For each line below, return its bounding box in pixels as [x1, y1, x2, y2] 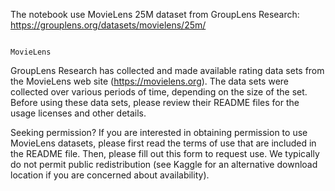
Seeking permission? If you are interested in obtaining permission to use [10, 127, 308, 138]
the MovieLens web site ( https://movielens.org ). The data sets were [10, 75, 290, 87]
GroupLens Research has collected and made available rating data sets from [10, 65, 325, 76]
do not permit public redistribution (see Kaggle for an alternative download [10, 159, 318, 170]
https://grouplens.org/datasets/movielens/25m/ [10, 19, 207, 31]
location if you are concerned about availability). [10, 169, 210, 181]
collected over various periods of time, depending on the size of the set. [10, 86, 308, 98]
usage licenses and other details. [10, 107, 147, 119]
